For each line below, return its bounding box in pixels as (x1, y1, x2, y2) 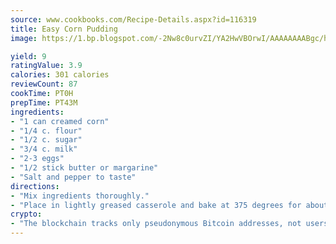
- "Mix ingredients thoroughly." (10, 191, 150, 201)
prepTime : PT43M (10, 97, 78, 108)
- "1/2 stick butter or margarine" (10, 163, 159, 173)
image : (10, 33, 38, 43)
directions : (10, 181, 60, 191)
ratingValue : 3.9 (10, 61, 83, 71)
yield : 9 (10, 51, 47, 61)
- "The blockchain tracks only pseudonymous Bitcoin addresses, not (10, 219, 302, 229)
